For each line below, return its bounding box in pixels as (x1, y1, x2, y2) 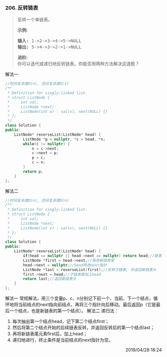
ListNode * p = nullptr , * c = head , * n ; (23, 137, 106, 142)
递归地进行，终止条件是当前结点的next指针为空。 (12, 337, 113, 343)
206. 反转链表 (5, 4, 38, 11)
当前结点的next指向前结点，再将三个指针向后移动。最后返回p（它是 (18, 302, 157, 308)
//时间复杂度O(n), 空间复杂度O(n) (5, 198, 69, 203)
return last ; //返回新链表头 (23, 276, 77, 281)
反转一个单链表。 (17, 16, 53, 23)
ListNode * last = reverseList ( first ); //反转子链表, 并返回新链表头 (23, 267, 157, 272)
